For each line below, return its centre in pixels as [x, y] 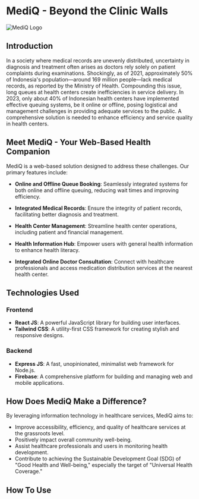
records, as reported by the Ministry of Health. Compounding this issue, [94, 86]
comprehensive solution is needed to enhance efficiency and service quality [99, 117]
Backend [19, 351]
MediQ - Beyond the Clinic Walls [87, 11]
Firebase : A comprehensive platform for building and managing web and [104, 376]
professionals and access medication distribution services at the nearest [104, 268]
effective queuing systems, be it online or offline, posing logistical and [92, 105]
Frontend [20, 309]
